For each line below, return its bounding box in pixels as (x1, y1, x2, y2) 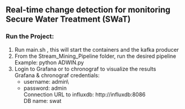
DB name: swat (23, 97, 62, 104)
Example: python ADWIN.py (14, 58, 84, 66)
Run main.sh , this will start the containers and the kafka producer (14, 46, 180, 53)
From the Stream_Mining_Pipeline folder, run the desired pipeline (14, 52, 177, 60)
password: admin (23, 84, 67, 92)
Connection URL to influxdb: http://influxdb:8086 (23, 90, 146, 98)
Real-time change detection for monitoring (5, 5, 170, 15)
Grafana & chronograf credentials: (14, 72, 100, 79)
